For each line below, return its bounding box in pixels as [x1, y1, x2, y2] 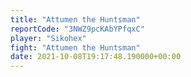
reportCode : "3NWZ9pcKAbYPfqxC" [10, 24, 145, 34]
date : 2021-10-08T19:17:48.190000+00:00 [10, 52, 182, 62]
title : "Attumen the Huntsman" [10, 14, 141, 25]
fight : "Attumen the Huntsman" [10, 42, 141, 53]
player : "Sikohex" [10, 33, 87, 43]
